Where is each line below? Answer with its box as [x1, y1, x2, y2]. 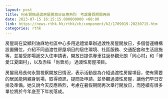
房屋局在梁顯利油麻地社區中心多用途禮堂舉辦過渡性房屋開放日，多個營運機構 [5, 40, 163, 46]
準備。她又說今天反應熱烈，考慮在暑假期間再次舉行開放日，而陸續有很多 [13, 82, 163, 88]
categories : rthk [5, 26, 41, 31]
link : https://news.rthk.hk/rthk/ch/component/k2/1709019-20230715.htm [5, 21, 157, 26]
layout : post [5, 7, 32, 12]
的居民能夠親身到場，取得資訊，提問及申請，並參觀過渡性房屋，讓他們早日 [5, 76, 158, 82]
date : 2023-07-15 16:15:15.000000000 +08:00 [5, 16, 99, 21]
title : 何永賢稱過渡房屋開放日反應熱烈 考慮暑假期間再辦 [5, 12, 110, 17]
